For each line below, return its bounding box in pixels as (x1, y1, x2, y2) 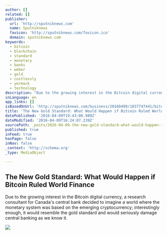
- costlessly (9, 76, 37, 81)
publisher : (5, 16, 28, 21)
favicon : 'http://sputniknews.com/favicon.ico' (9, 30, 110, 35)
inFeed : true (5, 132, 32, 137)
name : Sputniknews (9, 26, 48, 31)
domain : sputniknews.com (9, 35, 61, 40)
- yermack (9, 81, 30, 86)
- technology (9, 85, 37, 91)
